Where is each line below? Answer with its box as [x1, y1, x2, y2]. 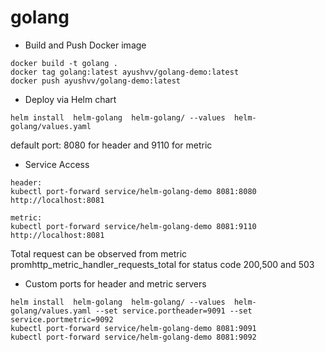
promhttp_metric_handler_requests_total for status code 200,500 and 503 [10, 258, 315, 270]
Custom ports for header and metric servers [24, 277, 207, 290]
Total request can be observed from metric [10, 247, 188, 260]
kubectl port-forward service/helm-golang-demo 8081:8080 [10, 186, 257, 196]
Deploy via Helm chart [24, 93, 117, 105]
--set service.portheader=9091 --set [95, 306, 253, 316]
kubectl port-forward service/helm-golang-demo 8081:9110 [10, 221, 257, 231]
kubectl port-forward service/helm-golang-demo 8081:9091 [10, 323, 257, 333]
